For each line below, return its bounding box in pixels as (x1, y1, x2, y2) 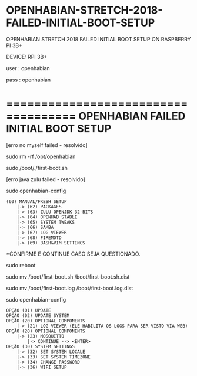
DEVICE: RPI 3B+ (6, 53, 48, 60)
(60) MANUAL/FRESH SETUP (6, 198, 67, 204)
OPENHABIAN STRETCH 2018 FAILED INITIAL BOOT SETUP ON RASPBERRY (6, 35, 191, 42)
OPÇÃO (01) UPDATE (6, 308, 51, 313)
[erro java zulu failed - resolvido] (6, 175, 85, 183)
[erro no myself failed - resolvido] (6, 141, 88, 148)
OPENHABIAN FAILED (78, 110, 186, 123)
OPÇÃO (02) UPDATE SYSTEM (6, 312, 69, 319)
